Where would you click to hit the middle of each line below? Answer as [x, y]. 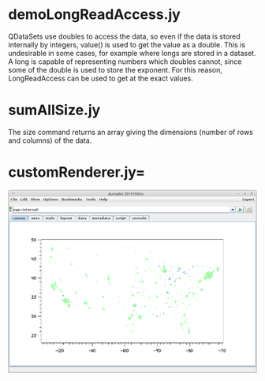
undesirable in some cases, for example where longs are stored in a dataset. [132, 53]
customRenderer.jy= [77, 172]
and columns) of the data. [50, 140]
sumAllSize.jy [54, 110]
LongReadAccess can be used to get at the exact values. [101, 78]
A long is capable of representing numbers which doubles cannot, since [125, 62]
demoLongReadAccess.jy [95, 15]
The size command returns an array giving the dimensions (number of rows [131, 132]
